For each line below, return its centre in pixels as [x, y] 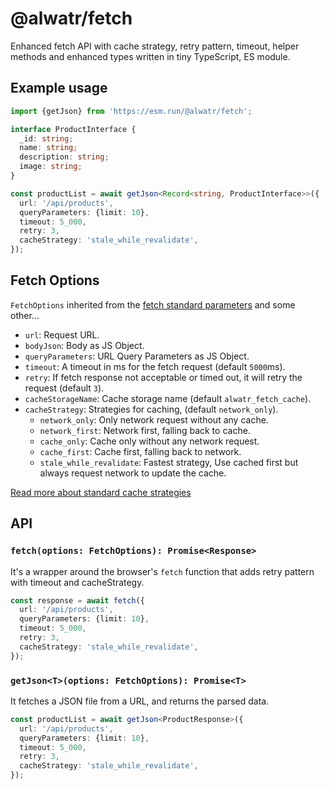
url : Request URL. [62, 334]
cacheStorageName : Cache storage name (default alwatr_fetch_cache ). [168, 398]
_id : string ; [46, 138]
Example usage [59, 88]
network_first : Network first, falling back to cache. [145, 430]
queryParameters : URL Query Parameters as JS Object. [137, 356]
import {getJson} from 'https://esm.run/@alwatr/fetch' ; [131, 111]
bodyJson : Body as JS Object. [84, 345]
